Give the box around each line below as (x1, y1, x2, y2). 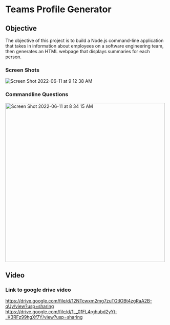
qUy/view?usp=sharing (5, 303, 54, 310)
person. (5, 54, 22, 60)
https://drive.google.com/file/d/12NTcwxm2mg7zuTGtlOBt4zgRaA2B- (5, 298, 153, 304)
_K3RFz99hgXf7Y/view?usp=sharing (5, 314, 83, 320)
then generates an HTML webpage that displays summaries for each (5, 49, 150, 54)
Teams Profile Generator (5, 4, 112, 15)
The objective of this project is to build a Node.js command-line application (5, 37, 164, 43)
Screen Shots (5, 66, 40, 74)
